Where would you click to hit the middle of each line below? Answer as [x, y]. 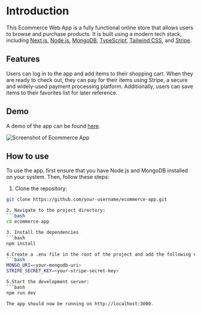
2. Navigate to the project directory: [56, 211]
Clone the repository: [41, 189]
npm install [21, 244]
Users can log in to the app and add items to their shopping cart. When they [100, 74]
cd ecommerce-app [28, 221]
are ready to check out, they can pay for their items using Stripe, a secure [97, 80]
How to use [28, 156]
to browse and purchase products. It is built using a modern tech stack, [94, 34]
